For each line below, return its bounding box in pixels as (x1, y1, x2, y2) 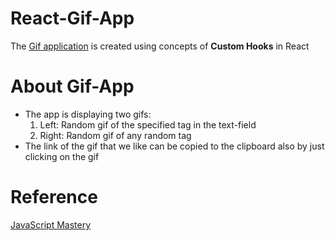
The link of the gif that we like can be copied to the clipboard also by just (24, 140, 325, 152)
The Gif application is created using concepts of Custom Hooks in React (10, 40, 310, 52)
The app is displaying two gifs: (24, 108, 152, 120)
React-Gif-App (10, 7, 135, 30)
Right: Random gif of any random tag (39, 129, 192, 141)
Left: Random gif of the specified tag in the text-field (39, 118, 257, 131)
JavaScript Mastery (10, 218, 92, 231)
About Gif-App (10, 75, 135, 98)
